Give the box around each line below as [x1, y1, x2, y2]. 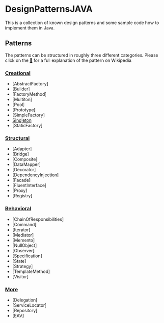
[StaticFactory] [12, 123, 43, 129]
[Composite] [12, 156, 38, 162]
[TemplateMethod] [12, 269, 50, 274]
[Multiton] [12, 97, 32, 103]
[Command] [12, 221, 37, 227]
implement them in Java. [5, 25, 55, 30]
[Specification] [12, 253, 43, 259]
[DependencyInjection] [12, 172, 59, 178]
